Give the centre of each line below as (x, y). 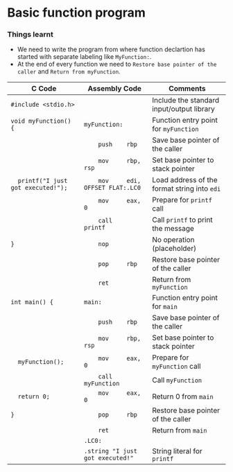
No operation (174, 240)
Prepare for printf (182, 200)
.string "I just (110, 451)
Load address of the (185, 180)
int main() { (32, 302)
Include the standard (186, 100)
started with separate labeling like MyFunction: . (84, 57)
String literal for (177, 451)
